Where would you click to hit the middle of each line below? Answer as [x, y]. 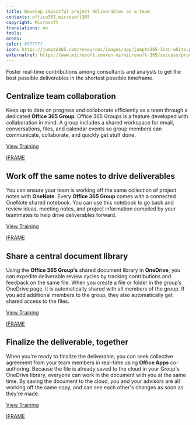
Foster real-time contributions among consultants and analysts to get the [94, 71]
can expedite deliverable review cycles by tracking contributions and [89, 277]
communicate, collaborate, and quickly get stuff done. [71, 135]
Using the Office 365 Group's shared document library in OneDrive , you [93, 270]
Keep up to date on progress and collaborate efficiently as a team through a [97, 110]
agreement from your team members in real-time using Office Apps [87, 362]
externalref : [22, 55]
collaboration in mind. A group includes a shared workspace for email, [90, 123]
